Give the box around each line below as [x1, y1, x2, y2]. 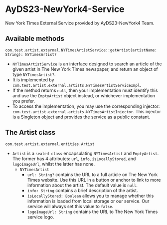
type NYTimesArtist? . [12, 71, 56, 77]
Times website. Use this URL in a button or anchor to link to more [27, 177, 161, 183]
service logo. [27, 214, 54, 220]
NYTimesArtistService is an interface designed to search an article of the [12, 61, 162, 67]
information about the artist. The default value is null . [27, 182, 138, 188]
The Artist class [5, 128, 56, 137]
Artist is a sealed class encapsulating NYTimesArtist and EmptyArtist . [12, 150, 159, 156]
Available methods [5, 34, 65, 43]
